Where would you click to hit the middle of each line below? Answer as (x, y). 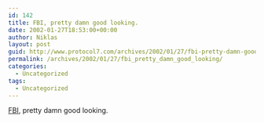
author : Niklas (33, 37)
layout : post (29, 45)
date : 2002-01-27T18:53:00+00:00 (63, 30)
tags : (17, 81)
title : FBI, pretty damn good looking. (73, 23)
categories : (27, 67)
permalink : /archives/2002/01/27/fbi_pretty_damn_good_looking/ (115, 60)
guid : (17, 52)
